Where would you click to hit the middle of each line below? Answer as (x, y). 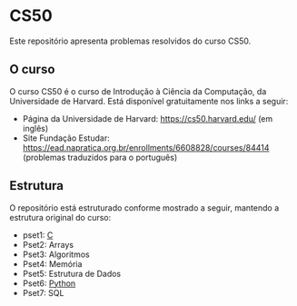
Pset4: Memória (52, 263)
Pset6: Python (49, 283)
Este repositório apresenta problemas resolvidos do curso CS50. (130, 41)
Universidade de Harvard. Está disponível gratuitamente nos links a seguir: (149, 101)
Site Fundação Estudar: (66, 138)
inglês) (35, 128)
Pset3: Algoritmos (56, 254)
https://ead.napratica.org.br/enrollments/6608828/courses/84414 (146, 147)
